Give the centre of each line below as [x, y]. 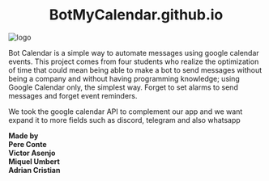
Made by [23, 136]
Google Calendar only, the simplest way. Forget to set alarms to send [124, 87]
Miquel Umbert [34, 161]
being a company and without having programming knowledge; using [124, 78]
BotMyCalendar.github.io [136, 15]
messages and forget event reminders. [73, 95]
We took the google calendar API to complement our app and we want [126, 112]
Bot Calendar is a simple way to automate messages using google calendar [134, 53]
